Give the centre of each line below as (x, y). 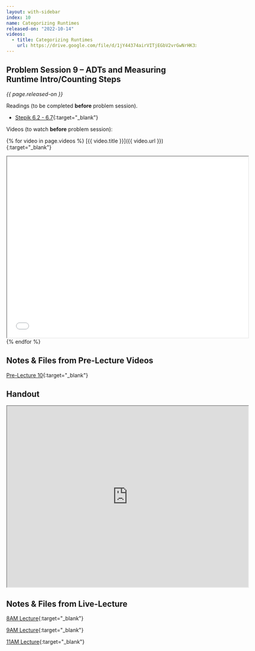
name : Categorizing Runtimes (43, 23)
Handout (23, 394)
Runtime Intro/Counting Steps (64, 79)
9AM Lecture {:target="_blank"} (45, 630)
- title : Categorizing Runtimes (52, 40)
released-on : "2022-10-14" (40, 29)
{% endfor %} (24, 341)
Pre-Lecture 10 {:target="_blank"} (47, 375)
